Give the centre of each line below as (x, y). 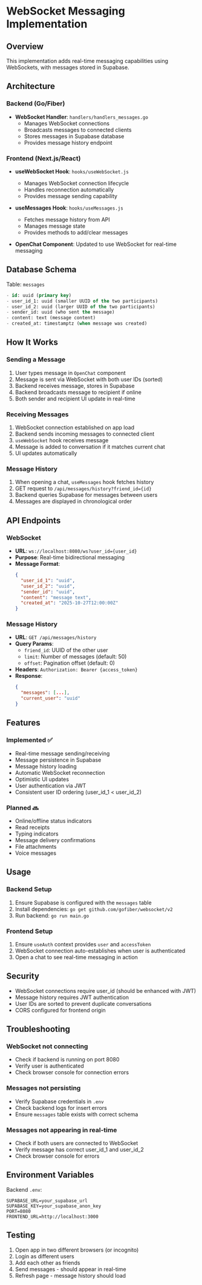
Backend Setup (29, 889)
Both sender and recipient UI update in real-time (75, 399)
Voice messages (35, 853)
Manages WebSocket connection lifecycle (76, 183)
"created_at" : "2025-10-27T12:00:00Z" (70, 603)
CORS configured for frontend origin (60, 1010)
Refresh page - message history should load (70, 1275)
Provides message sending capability (71, 196)
